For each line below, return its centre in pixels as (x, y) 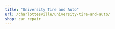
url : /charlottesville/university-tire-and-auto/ (58, 14)
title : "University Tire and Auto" (42, 10)
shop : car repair (23, 19)
